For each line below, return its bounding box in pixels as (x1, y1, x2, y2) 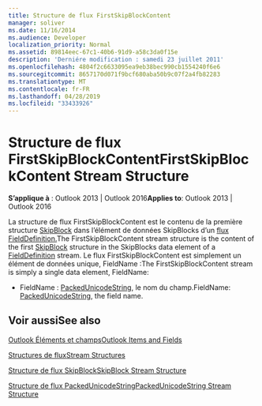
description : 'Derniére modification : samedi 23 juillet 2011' (8, 56, 224, 64)
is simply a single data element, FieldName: (8, 268, 150, 277)
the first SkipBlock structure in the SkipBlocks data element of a (8, 242, 215, 252)
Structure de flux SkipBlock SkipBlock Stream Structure (8, 365, 187, 375)
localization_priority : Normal (8, 41, 111, 49)
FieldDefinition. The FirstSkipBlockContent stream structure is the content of (8, 234, 255, 243)
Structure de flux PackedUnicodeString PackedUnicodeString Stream (8, 381, 231, 390)
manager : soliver (8, 19, 65, 27)
